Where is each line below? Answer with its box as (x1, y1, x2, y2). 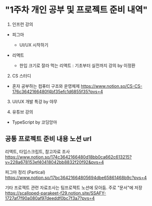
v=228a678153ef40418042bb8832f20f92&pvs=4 (5, 159, 104, 165)
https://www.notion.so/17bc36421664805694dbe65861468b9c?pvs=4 (5, 174, 147, 180)
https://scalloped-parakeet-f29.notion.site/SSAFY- (5, 190, 106, 196)
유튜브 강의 (12, 109, 34, 114)
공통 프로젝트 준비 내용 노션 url (5, 135, 92, 143)
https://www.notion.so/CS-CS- (81, 83, 142, 89)
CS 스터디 (12, 73, 32, 79)
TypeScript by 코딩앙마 (12, 119, 57, 125)
